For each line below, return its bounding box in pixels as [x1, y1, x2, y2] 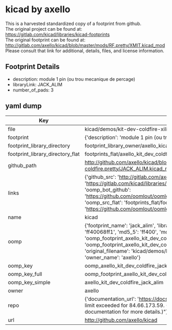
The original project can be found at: [5, 26, 82, 32]
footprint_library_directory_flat [8, 150, 80, 157]
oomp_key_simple [8, 278, 51, 286]
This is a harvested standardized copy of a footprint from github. [5, 20, 142, 27]
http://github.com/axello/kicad [84, 316, 158, 323]
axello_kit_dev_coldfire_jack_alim [84, 278, 164, 286]
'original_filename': [84, 247, 131, 254]
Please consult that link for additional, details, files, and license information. [5, 48, 165, 54]
